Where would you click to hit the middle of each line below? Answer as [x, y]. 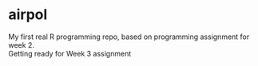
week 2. [21, 45]
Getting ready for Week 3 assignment [70, 53]
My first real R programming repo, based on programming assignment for [129, 37]
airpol [28, 15]
